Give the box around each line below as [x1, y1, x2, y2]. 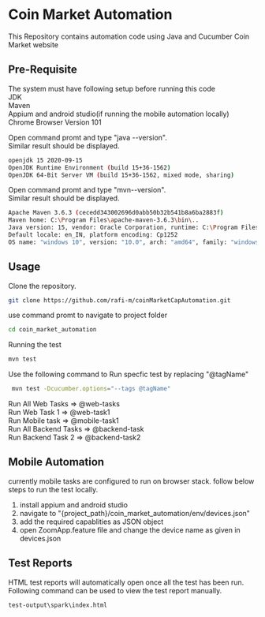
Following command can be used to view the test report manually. [8, 585, 222, 595]
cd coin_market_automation [8, 326, 97, 334]
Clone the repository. [8, 281, 77, 290]
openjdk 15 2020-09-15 [8, 156, 83, 164]
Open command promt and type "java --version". [8, 133, 167, 142]
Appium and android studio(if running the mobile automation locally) [8, 109, 230, 118]
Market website [8, 39, 59, 49]
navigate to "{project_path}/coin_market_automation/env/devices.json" [19, 508, 251, 518]
